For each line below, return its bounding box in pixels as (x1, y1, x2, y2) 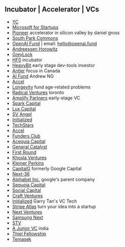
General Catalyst (12, 144, 48, 150)
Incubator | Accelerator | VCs (5, 5, 100, 14)
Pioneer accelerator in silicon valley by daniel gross (12, 29, 120, 36)
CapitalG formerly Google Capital (12, 165, 82, 171)
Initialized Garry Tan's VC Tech (12, 198, 77, 204)
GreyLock (12, 51, 33, 57)
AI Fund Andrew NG (12, 73, 54, 79)
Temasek (12, 236, 32, 242)
